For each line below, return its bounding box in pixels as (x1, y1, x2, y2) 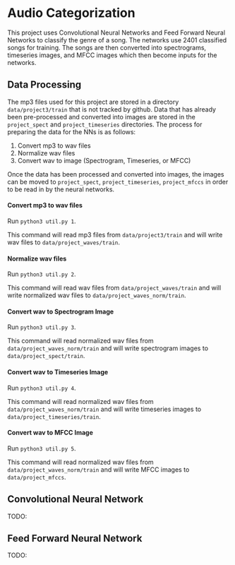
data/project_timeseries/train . (7, 412, 101, 421)
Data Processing (7, 79, 82, 91)
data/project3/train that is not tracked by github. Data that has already (7, 105, 217, 114)
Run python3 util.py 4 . (7, 383, 76, 392)
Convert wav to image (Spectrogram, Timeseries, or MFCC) (17, 156, 191, 165)
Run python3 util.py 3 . (7, 323, 76, 331)
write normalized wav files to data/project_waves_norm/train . (7, 291, 186, 299)
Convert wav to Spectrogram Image (7, 307, 114, 316)
